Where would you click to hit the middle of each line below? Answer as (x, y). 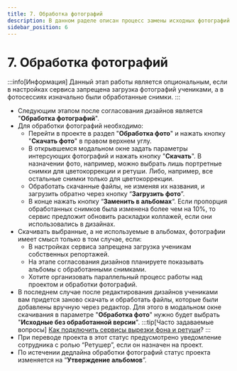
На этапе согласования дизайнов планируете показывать (116, 262)
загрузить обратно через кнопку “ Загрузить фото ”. (106, 194)
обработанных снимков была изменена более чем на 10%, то (122, 209)
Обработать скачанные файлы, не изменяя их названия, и (116, 186)
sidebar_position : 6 (38, 27)
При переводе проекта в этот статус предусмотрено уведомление (120, 338)
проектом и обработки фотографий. (83, 284)
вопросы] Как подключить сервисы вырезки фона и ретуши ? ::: (114, 330)
